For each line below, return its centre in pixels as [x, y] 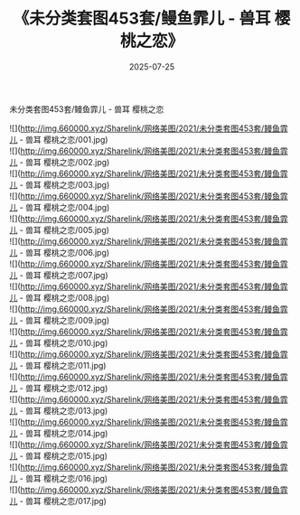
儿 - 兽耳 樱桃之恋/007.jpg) [59, 275]
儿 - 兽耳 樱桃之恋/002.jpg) [60, 162]
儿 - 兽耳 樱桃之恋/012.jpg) [59, 388]
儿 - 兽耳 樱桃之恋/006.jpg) [60, 252]
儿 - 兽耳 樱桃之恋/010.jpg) [59, 342]
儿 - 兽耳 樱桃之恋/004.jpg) [60, 207]
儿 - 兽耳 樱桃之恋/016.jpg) [59, 478]
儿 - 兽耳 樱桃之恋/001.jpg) [59, 139]
